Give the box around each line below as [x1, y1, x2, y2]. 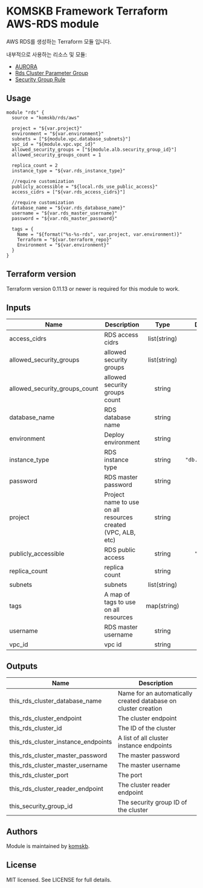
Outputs [6, 661, 38, 671]
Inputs [6, 302, 31, 313]
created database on [117, 697, 177, 705]
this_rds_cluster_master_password [9, 751, 108, 760]
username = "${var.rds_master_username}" [11, 210, 118, 216]
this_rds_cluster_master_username [9, 761, 108, 770]
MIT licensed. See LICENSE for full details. [6, 876, 112, 883]
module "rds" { [6, 109, 45, 116]
